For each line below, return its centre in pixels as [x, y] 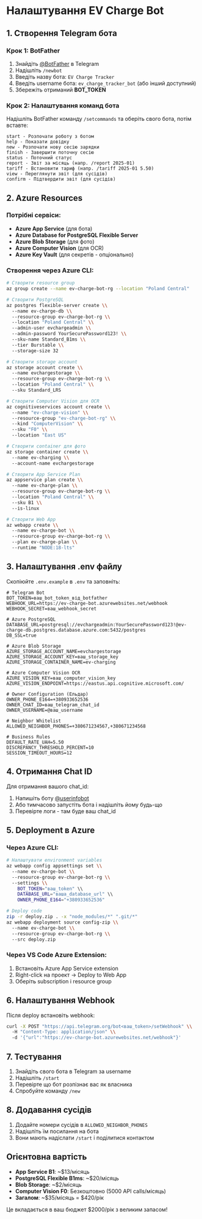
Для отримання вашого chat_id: [48, 786]
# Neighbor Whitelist [34, 721]
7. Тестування [34, 1057]
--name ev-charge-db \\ [42, 311]
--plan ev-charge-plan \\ [45, 542]
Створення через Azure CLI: [50, 270]
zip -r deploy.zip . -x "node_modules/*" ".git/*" [72, 917]
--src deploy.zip [34, 939]
